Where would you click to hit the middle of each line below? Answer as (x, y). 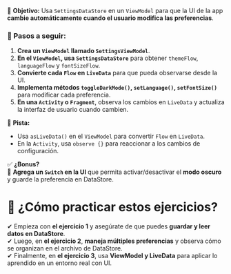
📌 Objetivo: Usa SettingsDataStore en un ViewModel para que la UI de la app (115, 11)
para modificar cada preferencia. (64, 95)
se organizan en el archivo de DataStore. (65, 248)
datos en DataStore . (36, 234)
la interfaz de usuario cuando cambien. (73, 110)
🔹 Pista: (18, 123)
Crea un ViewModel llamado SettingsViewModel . (83, 51)
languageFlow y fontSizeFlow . (59, 66)
